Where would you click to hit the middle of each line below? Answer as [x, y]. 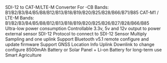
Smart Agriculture [23, 55]
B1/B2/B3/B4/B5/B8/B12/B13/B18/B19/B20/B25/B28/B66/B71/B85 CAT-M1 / [82, 12]
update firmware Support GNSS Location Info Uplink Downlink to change [80, 44]
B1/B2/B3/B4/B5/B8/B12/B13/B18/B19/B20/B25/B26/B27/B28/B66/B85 [77, 23]
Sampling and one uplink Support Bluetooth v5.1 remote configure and [77, 39]
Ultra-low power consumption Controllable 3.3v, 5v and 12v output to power [83, 28]
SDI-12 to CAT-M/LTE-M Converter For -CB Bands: [57, 7]
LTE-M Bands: [20, 18]
